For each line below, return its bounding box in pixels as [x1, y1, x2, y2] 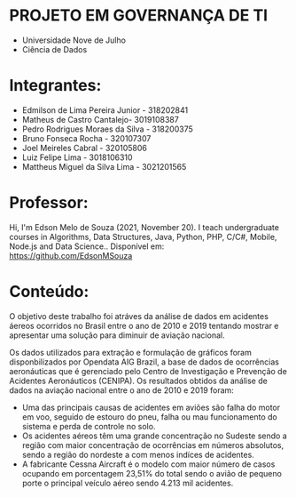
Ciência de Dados [21, 44, 88, 54]
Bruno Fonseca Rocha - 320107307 [21, 132, 152, 143]
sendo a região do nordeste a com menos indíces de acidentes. [21, 449, 254, 460]
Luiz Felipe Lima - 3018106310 [21, 152, 133, 163]
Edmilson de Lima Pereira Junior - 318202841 [21, 104, 189, 116]
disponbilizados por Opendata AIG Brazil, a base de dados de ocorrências [9, 357, 279, 367]
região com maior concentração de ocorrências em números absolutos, [21, 439, 284, 450]
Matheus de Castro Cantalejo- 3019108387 [21, 114, 179, 124]
